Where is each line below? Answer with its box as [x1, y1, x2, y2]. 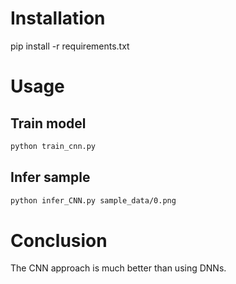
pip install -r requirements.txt [10, 40, 130, 52]
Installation [10, 7, 106, 30]
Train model [10, 115, 87, 132]
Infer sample [10, 169, 91, 186]
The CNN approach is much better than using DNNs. [10, 262, 227, 274]
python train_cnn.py [10, 141, 97, 151]
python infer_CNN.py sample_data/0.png [10, 195, 177, 206]
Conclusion [10, 229, 108, 252]
